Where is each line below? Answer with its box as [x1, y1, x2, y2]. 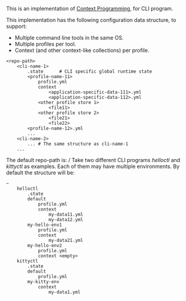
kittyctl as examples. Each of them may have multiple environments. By [6, 163, 179, 170]
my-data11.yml [48, 212, 84, 218]
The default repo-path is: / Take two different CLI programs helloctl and [6, 157, 181, 163]
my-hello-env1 [27, 222, 62, 228]
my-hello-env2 [27, 242, 62, 248]
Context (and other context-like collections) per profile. [14, 47, 150, 54]
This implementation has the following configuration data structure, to [6, 17, 177, 23]
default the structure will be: [6, 169, 75, 176]
